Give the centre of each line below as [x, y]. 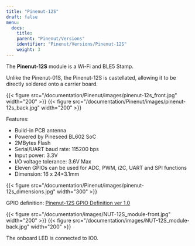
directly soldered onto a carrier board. [52, 84]
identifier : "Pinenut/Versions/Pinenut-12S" [72, 45]
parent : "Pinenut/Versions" [51, 39]
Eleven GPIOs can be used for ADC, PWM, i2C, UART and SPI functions [101, 168]
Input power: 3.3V [36, 155]
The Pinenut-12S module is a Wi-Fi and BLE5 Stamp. [70, 66]
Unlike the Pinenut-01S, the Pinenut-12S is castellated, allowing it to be [91, 77]
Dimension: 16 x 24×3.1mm [47, 174]
